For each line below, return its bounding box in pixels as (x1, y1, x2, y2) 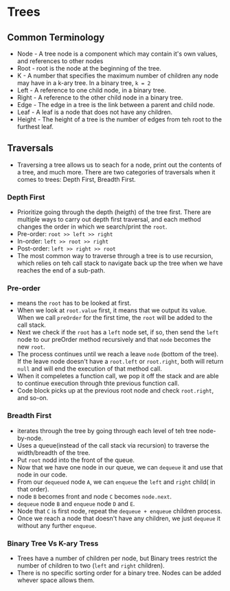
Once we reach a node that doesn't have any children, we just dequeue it (16, 514, 221, 522)
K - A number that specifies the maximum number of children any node (16, 71, 218, 80)
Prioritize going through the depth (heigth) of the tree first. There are (16, 208, 211, 216)
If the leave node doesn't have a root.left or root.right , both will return (16, 358, 224, 366)
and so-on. (16, 394, 49, 402)
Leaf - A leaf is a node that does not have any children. (16, 108, 173, 116)
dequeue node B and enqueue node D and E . (16, 499, 135, 508)
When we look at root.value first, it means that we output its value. (16, 306, 207, 314)
